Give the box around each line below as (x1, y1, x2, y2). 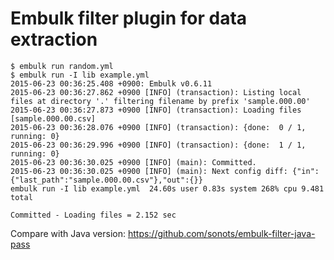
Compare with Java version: (10, 227, 126, 239)
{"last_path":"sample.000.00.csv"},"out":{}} (10, 175, 203, 185)
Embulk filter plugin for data (10, 7, 248, 30)
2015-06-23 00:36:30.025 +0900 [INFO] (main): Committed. (10, 157, 257, 167)
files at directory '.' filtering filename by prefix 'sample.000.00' (10, 96, 311, 106)
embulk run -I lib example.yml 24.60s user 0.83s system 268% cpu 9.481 (10, 183, 325, 194)
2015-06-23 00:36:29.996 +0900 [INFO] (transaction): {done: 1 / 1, (10, 140, 307, 150)
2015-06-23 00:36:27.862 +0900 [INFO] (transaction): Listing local (10, 87, 302, 97)
